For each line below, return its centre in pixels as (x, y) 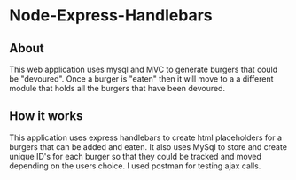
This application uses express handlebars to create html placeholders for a (145, 137)
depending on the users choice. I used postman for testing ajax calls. (135, 166)
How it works (46, 116)
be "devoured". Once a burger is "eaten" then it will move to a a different (141, 79)
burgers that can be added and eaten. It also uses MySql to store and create (148, 146)
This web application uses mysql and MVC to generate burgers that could (144, 69)
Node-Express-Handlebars (111, 16)
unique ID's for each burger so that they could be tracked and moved (135, 156)
